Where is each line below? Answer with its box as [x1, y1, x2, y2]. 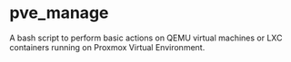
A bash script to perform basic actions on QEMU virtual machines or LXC [9, 32, 283, 43]
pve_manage [9, 3, 109, 23]
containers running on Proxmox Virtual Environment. [9, 41, 206, 52]
